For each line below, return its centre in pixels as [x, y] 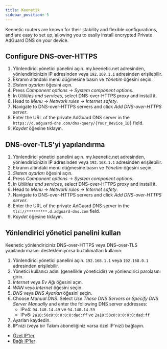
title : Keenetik [22, 10]
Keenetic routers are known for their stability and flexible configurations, [81, 29]
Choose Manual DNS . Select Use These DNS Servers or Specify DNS [86, 298]
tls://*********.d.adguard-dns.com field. [56, 211]
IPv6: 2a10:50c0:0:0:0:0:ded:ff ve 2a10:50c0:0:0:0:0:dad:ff [85, 315]
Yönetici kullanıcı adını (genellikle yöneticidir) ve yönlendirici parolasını [87, 271]
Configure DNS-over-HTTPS [52, 56]
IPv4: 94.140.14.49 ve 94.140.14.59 [58, 309]
